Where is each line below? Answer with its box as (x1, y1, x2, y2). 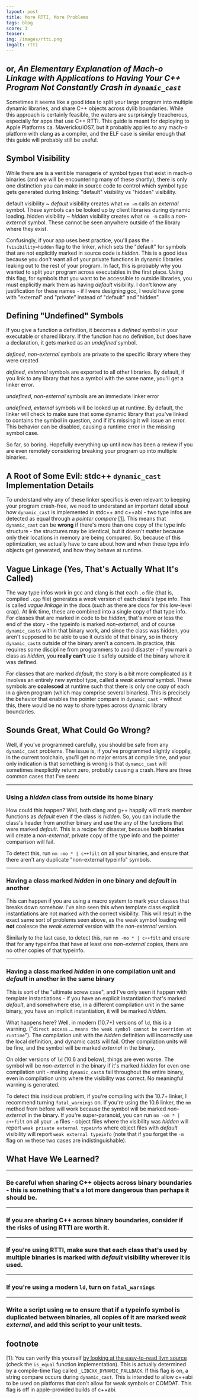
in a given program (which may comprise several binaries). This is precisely (6, 688, 191, 696)
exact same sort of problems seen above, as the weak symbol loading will (6, 916, 187, 924)
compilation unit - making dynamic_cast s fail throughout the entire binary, (6, 1068, 185, 1075)
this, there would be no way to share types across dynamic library (6, 702, 168, 709)
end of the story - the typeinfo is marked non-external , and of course (6, 620, 175, 628)
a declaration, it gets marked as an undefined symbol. (6, 339, 137, 346)
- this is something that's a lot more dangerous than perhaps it (6, 1186, 190, 1194)
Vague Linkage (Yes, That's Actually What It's (6, 564, 179, 574)
